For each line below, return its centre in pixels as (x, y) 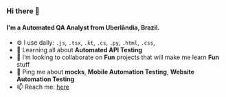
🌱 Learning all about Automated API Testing (79, 50)
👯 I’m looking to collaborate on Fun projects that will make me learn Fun (117, 57)
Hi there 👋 (23, 11)
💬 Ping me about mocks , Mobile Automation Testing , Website (105, 72)
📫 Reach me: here (43, 87)
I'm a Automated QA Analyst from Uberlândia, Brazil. (83, 28)
